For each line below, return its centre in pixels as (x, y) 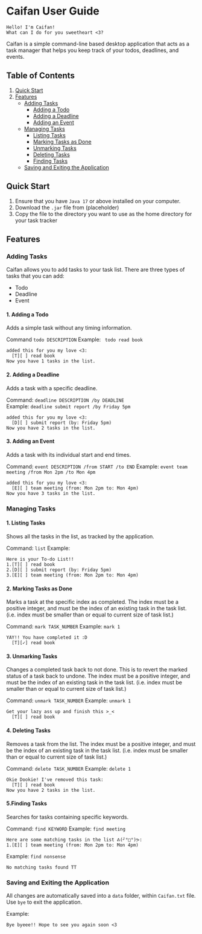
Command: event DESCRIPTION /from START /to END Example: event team (97, 466)
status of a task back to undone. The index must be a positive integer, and (98, 676)
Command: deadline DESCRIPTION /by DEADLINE (65, 400)
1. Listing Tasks (26, 523)
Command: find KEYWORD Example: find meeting (66, 828)
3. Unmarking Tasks (32, 656)
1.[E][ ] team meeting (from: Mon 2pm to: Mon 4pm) (72, 845)
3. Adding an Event (30, 441)
